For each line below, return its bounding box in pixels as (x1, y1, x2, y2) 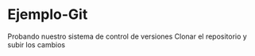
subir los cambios (7, 39, 65, 49)
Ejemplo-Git (7, 6, 88, 24)
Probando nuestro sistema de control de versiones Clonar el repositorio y (7, 32, 247, 41)
